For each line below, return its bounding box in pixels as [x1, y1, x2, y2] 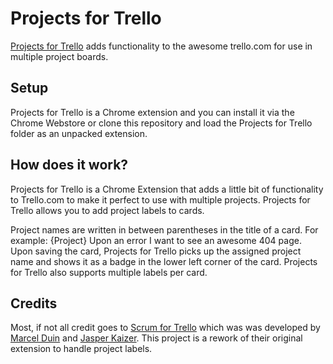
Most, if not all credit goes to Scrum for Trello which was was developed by [10, 322, 321, 334]
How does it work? [10, 157, 129, 174]
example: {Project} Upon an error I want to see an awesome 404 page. [10, 234, 302, 246]
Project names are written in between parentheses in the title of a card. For [10, 223, 319, 236]
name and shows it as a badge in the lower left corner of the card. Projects [10, 255, 318, 267]
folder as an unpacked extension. [10, 127, 148, 139]
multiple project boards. [10, 50, 109, 62]
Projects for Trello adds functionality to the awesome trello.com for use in [10, 40, 313, 52]
